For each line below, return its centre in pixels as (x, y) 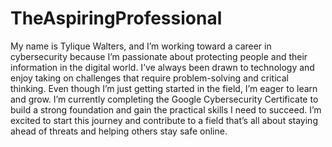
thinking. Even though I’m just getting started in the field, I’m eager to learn (164, 88)
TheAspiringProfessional (116, 18)
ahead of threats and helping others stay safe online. (119, 131)
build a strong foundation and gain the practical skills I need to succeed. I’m (166, 109)
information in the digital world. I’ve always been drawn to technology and (162, 67)
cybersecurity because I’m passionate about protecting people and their (159, 56)
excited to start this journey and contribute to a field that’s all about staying (164, 120)
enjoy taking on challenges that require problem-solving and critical (149, 78)
